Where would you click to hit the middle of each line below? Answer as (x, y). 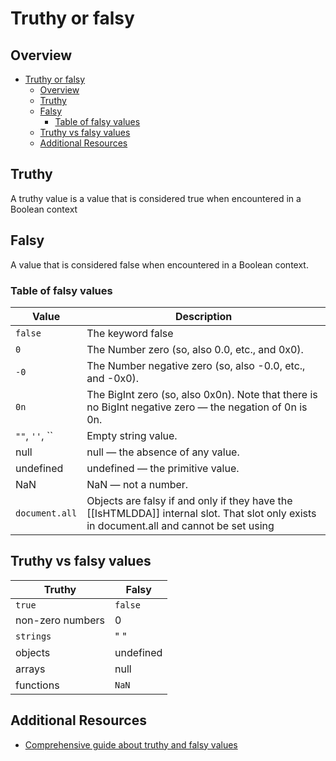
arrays (30, 669)
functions (37, 685)
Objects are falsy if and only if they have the (189, 500)
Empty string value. (132, 435)
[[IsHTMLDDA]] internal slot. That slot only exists (201, 513)
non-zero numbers (60, 620)
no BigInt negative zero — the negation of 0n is (197, 407)
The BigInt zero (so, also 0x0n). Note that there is (202, 394)
